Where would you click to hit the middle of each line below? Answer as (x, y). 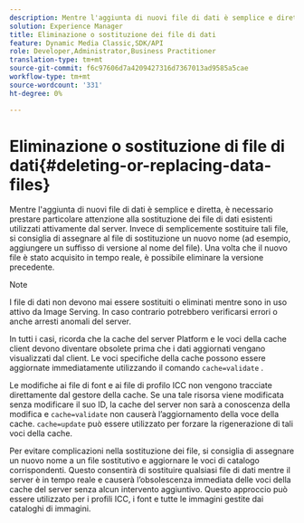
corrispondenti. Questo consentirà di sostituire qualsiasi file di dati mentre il (150, 471)
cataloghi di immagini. (50, 509)
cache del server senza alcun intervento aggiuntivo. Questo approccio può (148, 490)
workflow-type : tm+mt (50, 77)
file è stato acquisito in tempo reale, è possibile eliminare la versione (137, 258)
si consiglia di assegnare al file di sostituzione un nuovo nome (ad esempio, (150, 238)
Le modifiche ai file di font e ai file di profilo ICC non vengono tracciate (141, 385)
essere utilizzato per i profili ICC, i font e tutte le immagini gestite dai (137, 499)
